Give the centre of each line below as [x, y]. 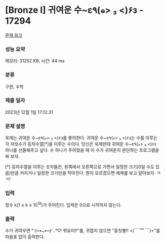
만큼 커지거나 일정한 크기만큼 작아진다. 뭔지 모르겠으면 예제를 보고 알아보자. [83, 173]
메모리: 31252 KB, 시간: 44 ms [35, 61]
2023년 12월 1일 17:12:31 [29, 112]
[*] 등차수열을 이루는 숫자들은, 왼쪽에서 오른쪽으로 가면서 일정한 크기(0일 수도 [80, 167]
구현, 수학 [14, 86]
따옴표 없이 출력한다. [25, 237]
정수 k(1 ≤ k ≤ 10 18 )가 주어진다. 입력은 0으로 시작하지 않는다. [63, 205]
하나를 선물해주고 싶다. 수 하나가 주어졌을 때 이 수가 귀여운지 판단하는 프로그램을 [82, 150]
